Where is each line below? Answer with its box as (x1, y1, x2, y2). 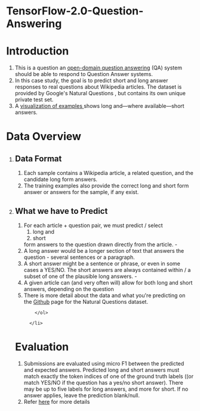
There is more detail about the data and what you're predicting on (23, 292, 186, 299)
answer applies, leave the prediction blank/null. (23, 391, 140, 399)
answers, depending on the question (23, 285, 115, 292)
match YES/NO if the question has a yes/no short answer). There (23, 379, 183, 386)
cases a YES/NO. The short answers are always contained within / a (23, 266, 191, 273)
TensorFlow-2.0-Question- (6, 4, 144, 18)
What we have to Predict (14, 205, 108, 216)
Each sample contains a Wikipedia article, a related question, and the (23, 170, 194, 177)
